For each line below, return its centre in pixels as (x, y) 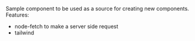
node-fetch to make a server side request (66, 26)
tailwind (24, 33)
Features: (18, 15)
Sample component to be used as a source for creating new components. (97, 9)
